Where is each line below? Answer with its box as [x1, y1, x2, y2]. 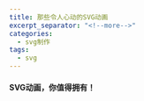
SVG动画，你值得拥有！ [9, 82, 95, 92]
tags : [9, 46, 29, 54]
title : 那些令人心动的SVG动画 [9, 12, 109, 22]
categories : [9, 29, 53, 38]
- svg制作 [17, 37, 50, 47]
